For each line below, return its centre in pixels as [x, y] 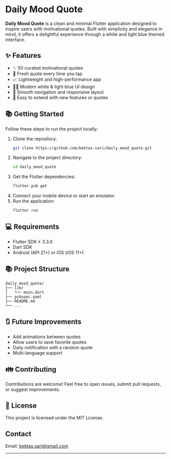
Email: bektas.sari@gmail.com [37, 446]
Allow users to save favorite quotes [49, 342]
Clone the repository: [35, 139]
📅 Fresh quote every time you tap [47, 73]
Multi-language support [37, 353]
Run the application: [34, 201]
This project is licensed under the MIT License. [54, 418]
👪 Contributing [31, 369]
